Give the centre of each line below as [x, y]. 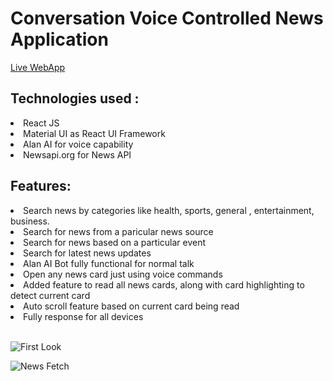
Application [59, 39]
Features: [41, 186]
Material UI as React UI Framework [94, 133]
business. [30, 221]
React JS [41, 123]
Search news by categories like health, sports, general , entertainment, [169, 210]
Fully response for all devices [83, 316]
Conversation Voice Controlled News [167, 18]
